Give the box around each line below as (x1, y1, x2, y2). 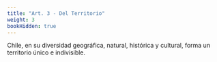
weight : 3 (7, 16, 35, 23)
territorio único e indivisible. (7, 48, 86, 57)
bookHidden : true (7, 22, 57, 29)
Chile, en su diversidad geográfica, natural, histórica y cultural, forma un (7, 42, 210, 50)
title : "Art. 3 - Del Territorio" (7, 10, 106, 17)
